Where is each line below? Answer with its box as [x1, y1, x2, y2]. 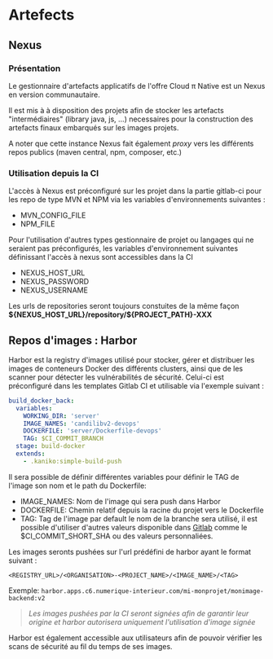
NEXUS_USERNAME [20, 285, 88, 295]
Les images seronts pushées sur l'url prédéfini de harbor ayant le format [8, 547, 251, 556]
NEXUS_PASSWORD [20, 277, 90, 287]
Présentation [8, 63, 61, 74]
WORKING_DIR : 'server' [23, 411, 100, 420]
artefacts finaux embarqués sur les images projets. [8, 122, 179, 132]
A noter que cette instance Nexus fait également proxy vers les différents [8, 138, 254, 148]
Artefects [8, 6, 75, 24]
